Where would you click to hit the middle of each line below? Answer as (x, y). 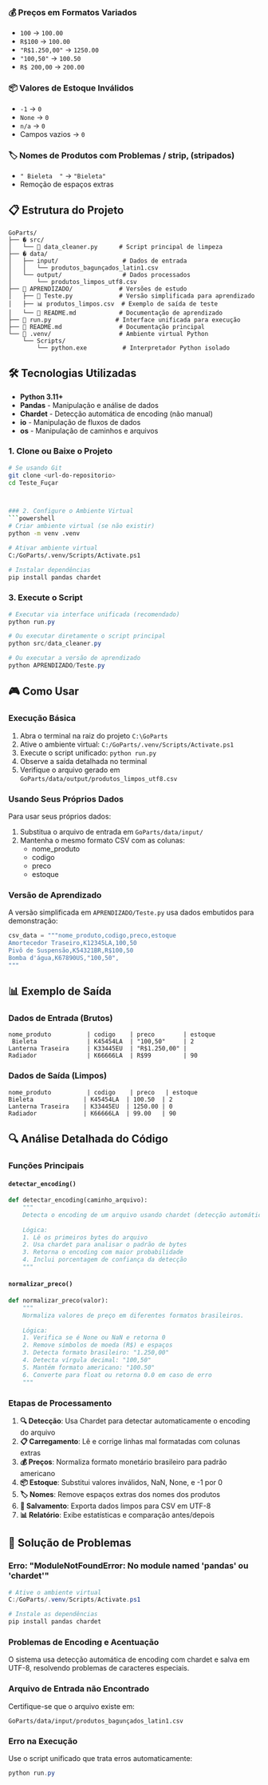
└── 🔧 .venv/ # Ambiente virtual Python (108, 334)
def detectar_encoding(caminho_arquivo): (78, 1200)
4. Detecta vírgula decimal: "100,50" (87, 1360)
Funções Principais (46, 1165)
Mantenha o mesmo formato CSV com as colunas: (102, 840)
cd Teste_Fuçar (33, 482)
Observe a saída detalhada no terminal (83, 761)
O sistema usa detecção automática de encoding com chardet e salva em (129, 1659)
